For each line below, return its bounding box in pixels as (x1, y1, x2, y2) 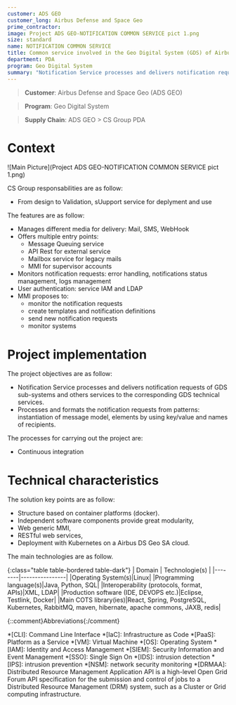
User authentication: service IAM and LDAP (17, 285, 143, 293)
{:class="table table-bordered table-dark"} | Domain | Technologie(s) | (7, 566, 211, 575)
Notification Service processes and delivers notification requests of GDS (17, 383, 228, 391)
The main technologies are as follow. (7, 552, 114, 561)
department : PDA (7, 56, 55, 63)
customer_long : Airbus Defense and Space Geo (7, 17, 143, 24)
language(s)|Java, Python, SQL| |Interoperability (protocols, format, (7, 581, 202, 589)
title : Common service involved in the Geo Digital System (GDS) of (7, 50, 212, 57)
